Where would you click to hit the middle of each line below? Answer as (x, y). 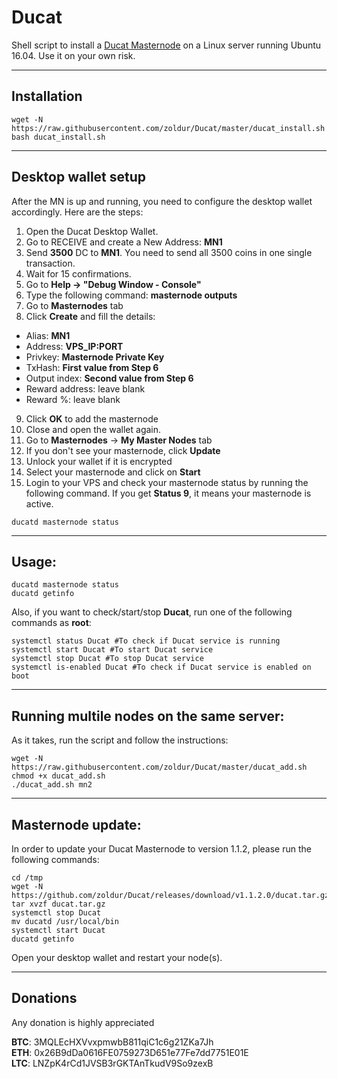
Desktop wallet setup (79, 177)
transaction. (50, 263)
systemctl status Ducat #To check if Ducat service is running (146, 641)
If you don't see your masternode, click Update (123, 450)
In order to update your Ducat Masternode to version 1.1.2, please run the (161, 849)
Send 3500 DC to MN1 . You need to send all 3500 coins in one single (169, 252)
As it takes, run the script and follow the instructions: (120, 740)
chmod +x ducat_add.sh (58, 776)
